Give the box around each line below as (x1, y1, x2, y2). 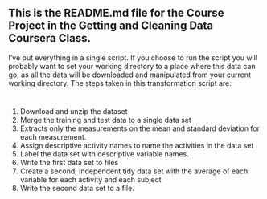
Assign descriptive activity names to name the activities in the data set (19, 140, 254, 150)
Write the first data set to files (19, 158, 119, 167)
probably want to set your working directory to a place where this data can (8, 61, 256, 71)
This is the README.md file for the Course (8, 6, 224, 20)
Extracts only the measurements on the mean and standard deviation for (19, 124, 260, 133)
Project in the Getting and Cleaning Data (8, 19, 214, 33)
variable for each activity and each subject (19, 175, 162, 184)
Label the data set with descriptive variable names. (19, 149, 189, 159)
